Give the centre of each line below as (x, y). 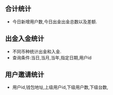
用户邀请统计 (25, 75)
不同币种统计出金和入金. (37, 51)
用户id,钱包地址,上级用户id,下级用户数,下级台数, (60, 87)
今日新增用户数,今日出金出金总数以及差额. (55, 22)
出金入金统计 (25, 39)
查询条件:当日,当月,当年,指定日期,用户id (52, 58)
